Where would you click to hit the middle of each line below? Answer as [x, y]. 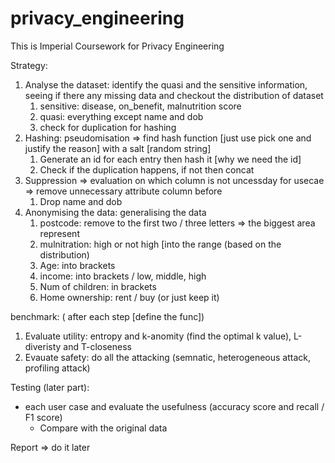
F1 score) [43, 417]
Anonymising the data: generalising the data [115, 212]
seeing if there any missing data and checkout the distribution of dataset [174, 95]
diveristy [43, 346]
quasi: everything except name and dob [121, 116]
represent [59, 233]
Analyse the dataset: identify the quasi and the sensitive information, [166, 84]
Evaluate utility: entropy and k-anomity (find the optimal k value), [158, 336]
